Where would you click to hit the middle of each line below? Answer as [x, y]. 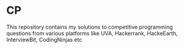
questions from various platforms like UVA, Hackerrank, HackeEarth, [92, 33]
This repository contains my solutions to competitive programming [90, 27]
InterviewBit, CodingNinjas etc [44, 39]
